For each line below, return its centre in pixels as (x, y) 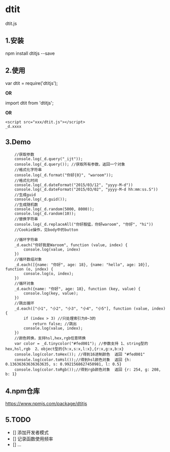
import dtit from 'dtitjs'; (30, 103)
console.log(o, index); (49, 274)
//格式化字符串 (28, 170)
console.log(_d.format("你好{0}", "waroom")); (64, 175)
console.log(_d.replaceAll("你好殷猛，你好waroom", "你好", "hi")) (84, 225)
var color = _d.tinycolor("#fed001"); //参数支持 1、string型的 (81, 344)
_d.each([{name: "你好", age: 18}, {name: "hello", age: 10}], (82, 265)
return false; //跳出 (55, 324)
